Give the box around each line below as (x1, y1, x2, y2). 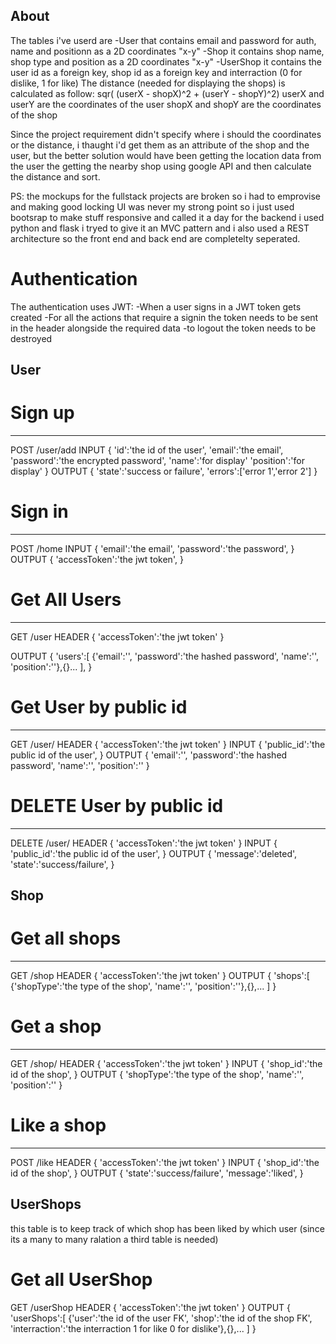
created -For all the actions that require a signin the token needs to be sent (10, 311, 319, 323)
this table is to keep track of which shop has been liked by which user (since (10, 1222, 325, 1234)
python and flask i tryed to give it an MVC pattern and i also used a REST (10, 222, 310, 234)
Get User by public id (10, 696, 188, 719)
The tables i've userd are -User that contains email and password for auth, (10, 34, 317, 46)
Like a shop (10, 1114, 107, 1137)
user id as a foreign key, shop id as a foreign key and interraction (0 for (10, 66, 303, 78)
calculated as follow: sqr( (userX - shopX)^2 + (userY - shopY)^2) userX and (10, 87, 325, 99)
